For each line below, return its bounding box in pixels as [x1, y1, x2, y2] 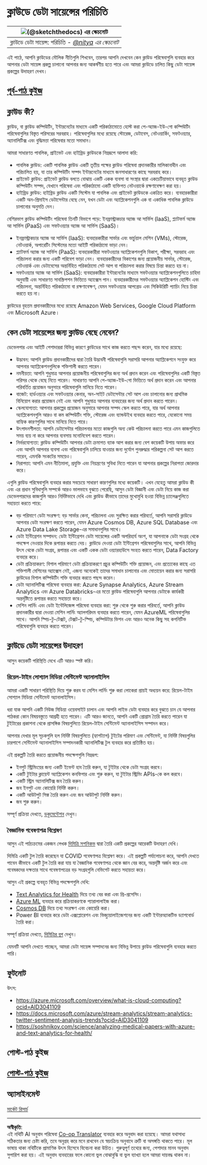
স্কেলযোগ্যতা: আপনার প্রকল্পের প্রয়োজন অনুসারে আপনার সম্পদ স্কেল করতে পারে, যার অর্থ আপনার [15, 404, 180, 411]
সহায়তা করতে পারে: [7, 499, 42, 507]
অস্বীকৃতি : [7, 1123, 23, 1131]
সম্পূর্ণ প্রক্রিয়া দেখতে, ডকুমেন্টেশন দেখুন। [7, 810, 79, 818]
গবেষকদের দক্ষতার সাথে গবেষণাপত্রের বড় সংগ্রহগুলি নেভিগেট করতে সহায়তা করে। [7, 866, 147, 874]
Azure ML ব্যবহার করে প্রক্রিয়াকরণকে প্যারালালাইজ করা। [15, 898, 121, 905]
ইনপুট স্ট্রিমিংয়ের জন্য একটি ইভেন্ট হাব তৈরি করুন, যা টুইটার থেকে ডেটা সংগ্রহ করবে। [15, 764, 163, 771]
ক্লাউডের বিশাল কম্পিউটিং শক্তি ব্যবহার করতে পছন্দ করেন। [15, 574, 116, 581]
